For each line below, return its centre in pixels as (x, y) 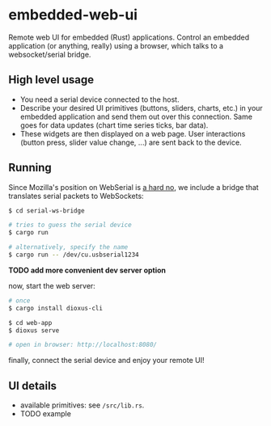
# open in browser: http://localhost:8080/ (83, 345)
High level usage (51, 80)
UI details (33, 386)
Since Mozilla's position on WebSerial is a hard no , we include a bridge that (133, 187)
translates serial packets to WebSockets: (76, 196)
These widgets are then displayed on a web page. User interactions (133, 133)
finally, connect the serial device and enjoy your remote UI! (106, 361)
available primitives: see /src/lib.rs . (82, 405)
